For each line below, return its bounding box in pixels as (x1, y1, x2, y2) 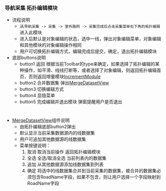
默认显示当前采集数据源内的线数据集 (19, 130, 95, 136)
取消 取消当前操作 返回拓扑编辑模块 (27, 149, 101, 155)
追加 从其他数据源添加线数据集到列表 (27, 161, 104, 167)
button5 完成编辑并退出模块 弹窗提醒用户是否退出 (19, 99, 123, 105)
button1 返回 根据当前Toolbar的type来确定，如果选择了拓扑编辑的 (19, 61, 155, 67)
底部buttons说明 (12, 54, 46, 61)
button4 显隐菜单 (19, 92, 56, 99)
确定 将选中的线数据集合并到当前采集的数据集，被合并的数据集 (27, 168, 157, 174)
